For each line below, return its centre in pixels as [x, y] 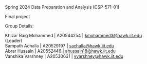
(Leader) [14, 41]
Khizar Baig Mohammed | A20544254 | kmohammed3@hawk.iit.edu [73, 35]
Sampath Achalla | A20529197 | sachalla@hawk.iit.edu [60, 46]
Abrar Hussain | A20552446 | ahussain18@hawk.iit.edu [60, 51]
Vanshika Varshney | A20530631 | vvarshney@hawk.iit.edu [64, 56]
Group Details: [19, 26]
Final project [18, 16]
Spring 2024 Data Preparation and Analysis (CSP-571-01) [62, 7]
